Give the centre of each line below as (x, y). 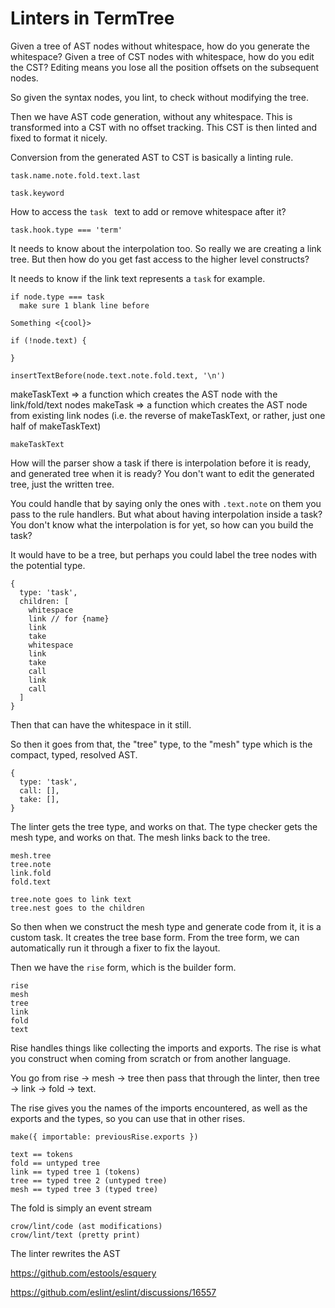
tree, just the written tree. (62, 484)
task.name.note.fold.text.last (75, 175)
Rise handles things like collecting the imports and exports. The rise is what (166, 1048)
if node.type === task (57, 297)
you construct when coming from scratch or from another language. (151, 1058)
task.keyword (37, 193)
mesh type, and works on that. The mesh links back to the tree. (140, 837)
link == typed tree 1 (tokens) (75, 1172)
